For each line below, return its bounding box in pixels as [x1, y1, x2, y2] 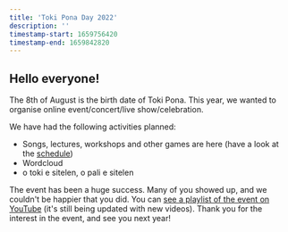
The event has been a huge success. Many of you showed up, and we [9, 185, 267, 195]
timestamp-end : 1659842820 [9, 37, 110, 47]
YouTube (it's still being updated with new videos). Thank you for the [9, 203, 263, 214]
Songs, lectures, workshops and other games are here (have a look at [21, 139, 279, 150]
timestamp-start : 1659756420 [9, 29, 118, 38]
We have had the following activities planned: [9, 121, 176, 132]
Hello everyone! [9, 70, 100, 86]
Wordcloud [21, 158, 64, 169]
